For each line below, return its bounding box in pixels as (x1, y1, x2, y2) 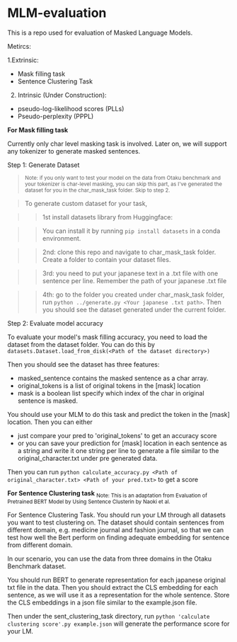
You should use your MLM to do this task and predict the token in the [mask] (7, 410, 230, 418)
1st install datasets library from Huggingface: (42, 212, 173, 221)
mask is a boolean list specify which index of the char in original (17, 389, 204, 397)
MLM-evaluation (7, 5, 107, 21)
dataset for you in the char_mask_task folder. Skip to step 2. (24, 186, 170, 194)
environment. (42, 234, 81, 242)
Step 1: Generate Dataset (7, 161, 80, 169)
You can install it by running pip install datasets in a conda (42, 227, 221, 235)
